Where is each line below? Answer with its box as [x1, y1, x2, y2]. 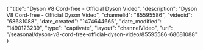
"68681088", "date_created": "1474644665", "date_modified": [6, 18, 162, 25]
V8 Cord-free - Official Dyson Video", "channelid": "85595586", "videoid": [6, 11, 193, 19]
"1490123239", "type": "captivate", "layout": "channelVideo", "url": [6, 24, 173, 31]
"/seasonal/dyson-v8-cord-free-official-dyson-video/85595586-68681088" [6, 31, 198, 38]
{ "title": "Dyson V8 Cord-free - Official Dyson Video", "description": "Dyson [6, 5, 198, 12]
